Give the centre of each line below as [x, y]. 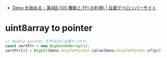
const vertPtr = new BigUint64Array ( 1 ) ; [48, 46]
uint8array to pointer [49, 28]
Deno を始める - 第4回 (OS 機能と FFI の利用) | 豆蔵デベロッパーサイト [84, 8]
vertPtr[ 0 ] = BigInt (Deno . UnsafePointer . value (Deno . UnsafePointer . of [79, 51]
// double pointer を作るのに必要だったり [45, 41]
